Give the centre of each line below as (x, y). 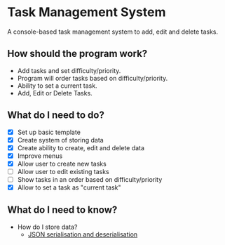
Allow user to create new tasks (62, 164)
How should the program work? (77, 54)
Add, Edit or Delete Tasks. (55, 93)
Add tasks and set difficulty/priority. (69, 70)
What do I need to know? (62, 210)
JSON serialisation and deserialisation (83, 234)
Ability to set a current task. (57, 86)
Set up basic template (49, 132)
